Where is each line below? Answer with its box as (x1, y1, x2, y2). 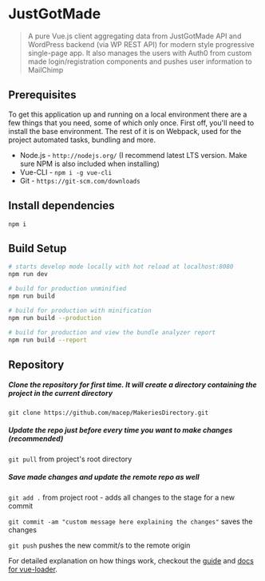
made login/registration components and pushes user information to (27, 57, 253, 66)
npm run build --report (8, 336, 88, 344)
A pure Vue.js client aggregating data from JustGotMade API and (27, 31, 242, 41)
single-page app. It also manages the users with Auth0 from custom (27, 48, 252, 57)
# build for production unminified (8, 285, 127, 293)
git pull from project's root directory (8, 454, 132, 464)
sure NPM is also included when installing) (19, 159, 160, 168)
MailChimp (27, 65, 64, 74)
